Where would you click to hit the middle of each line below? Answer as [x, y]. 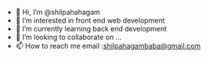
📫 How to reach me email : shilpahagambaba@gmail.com [108, 46]
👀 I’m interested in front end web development [90, 20]
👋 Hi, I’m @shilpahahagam [58, 12]
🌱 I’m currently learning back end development [91, 29]
